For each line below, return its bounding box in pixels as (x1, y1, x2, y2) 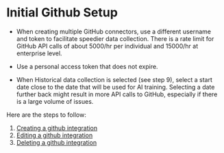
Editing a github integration (16, 131, 93, 139)
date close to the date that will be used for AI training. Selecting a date (16, 83, 215, 91)
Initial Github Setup (6, 5, 118, 20)
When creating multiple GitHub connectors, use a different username (16, 27, 212, 36)
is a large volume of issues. (16, 97, 94, 105)
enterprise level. (16, 49, 62, 57)
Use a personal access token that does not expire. (16, 62, 158, 70)
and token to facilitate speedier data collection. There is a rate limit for (16, 34, 214, 42)
